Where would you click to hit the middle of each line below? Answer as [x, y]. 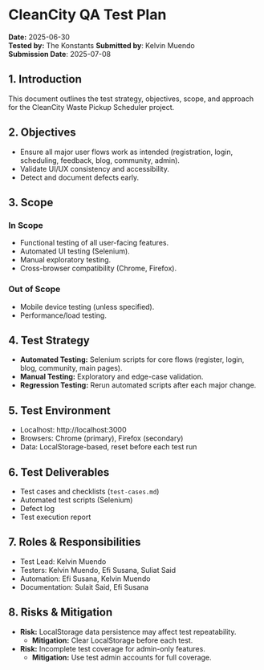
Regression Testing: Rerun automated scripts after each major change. [138, 385]
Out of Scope [35, 289]
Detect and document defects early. [79, 177]
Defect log [37, 508]
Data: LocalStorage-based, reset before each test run [108, 447]
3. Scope [31, 202]
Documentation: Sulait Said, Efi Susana [84, 587]
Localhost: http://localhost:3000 [73, 430]
